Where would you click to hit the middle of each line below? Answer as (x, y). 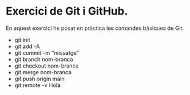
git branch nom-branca (44, 59)
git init (22, 40)
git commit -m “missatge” (47, 52)
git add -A (27, 46)
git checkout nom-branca (46, 66)
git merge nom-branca (43, 72)
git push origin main (39, 79)
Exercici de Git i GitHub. (67, 11)
